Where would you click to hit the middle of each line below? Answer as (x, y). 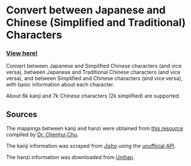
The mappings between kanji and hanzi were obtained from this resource (95, 129)
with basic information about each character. (60, 85)
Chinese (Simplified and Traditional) (96, 23)
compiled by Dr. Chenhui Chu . (42, 134)
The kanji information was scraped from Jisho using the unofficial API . (91, 146)
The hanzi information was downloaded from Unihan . (71, 157)
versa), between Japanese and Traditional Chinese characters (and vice (93, 72)
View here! (22, 53)
